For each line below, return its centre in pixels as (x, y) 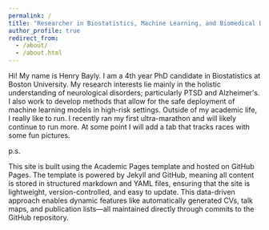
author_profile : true (44, 30)
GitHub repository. (39, 218)
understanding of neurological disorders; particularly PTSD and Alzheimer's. (134, 93)
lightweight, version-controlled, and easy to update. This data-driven (122, 192)
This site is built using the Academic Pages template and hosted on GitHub (131, 166)
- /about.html (39, 53)
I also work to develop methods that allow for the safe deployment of (122, 101)
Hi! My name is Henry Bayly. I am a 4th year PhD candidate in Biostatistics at (134, 76)
